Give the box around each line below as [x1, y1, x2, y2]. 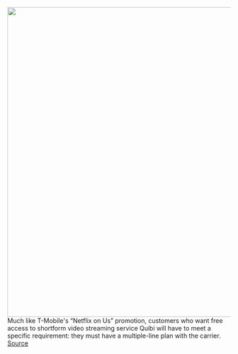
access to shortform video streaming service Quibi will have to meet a [7, 324, 211, 332]
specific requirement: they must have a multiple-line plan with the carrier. [7, 331, 221, 340]
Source [7, 339, 28, 347]
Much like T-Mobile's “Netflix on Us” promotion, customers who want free [7, 316, 223, 325]
